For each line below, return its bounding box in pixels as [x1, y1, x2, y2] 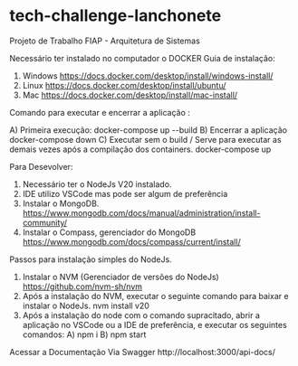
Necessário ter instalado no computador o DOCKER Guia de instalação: [9, 52, 275, 63]
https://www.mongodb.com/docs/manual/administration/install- [22, 207, 261, 218]
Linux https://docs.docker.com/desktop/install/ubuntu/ [22, 80, 226, 90]
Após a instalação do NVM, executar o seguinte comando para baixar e [22, 290, 289, 301]
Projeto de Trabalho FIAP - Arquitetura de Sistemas [9, 35, 201, 46]
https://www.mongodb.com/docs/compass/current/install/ [22, 236, 242, 247]
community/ [22, 217, 68, 228]
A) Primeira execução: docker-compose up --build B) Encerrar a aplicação [9, 124, 288, 136]
